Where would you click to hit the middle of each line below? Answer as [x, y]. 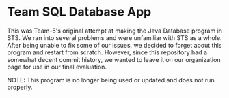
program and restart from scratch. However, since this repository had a [107, 52]
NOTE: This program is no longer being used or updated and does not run [111, 80]
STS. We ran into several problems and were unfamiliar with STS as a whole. [114, 37]
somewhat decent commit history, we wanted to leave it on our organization [114, 59]
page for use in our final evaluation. [57, 67]
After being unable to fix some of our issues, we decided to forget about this [114, 45]
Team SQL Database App [79, 12]
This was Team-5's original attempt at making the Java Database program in [115, 31]
